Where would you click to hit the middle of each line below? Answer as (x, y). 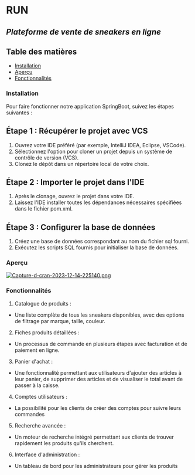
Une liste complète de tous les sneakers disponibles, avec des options (99, 315)
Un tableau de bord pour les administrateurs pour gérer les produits (96, 466)
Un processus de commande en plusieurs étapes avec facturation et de (101, 344)
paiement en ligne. (37, 350)
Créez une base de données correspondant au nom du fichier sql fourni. (102, 242)
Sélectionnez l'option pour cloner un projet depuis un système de (93, 151)
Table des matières (42, 51)
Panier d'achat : (33, 361)
